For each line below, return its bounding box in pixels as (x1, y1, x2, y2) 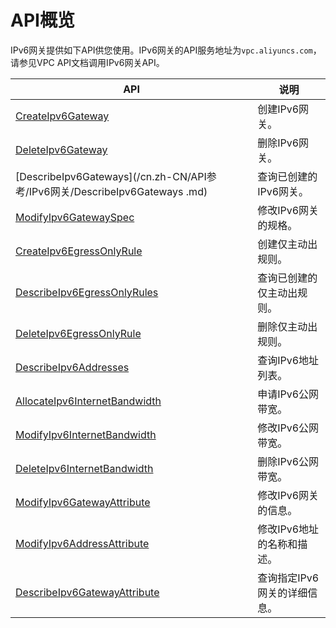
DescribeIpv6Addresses (15, 360, 130, 374)
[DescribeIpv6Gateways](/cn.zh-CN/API (15, 169, 207, 183)
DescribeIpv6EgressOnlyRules (15, 285, 159, 299)
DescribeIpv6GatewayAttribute (15, 585, 160, 599)
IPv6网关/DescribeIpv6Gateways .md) (28, 184, 208, 198)
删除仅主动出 (257, 319, 318, 333)
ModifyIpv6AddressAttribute (15, 536, 150, 550)
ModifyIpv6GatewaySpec (15, 210, 135, 224)
